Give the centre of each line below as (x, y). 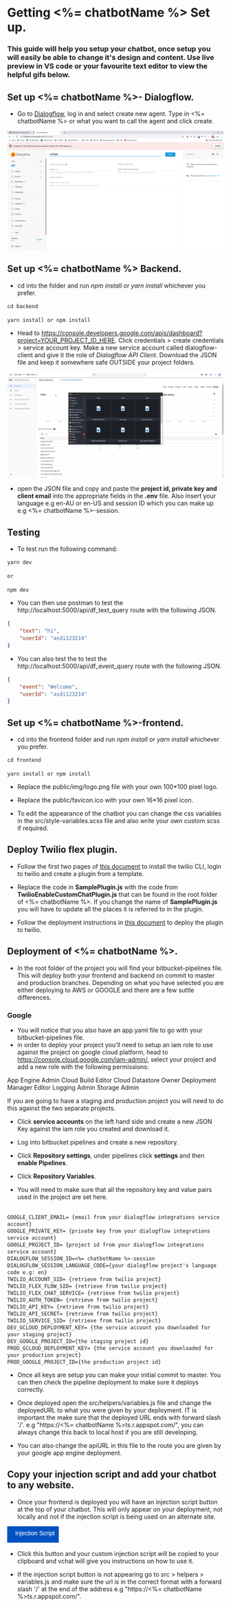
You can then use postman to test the (70, 603)
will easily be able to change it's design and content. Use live (111, 58)
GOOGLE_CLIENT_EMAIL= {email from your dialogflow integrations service (113, 1217)
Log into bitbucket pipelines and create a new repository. (98, 1142)
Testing (24, 532)
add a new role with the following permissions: (83, 1067)
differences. (34, 997)
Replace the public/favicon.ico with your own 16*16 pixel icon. (105, 800)
